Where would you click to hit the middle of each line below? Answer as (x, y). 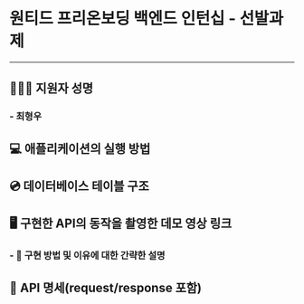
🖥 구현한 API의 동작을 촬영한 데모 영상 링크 (121, 224)
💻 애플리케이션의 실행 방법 (80, 149)
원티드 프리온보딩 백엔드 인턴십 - (123, 19)
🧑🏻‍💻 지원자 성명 (51, 88)
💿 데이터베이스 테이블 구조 (79, 186)
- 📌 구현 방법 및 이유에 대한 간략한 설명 (87, 256)
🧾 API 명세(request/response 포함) (105, 287)
